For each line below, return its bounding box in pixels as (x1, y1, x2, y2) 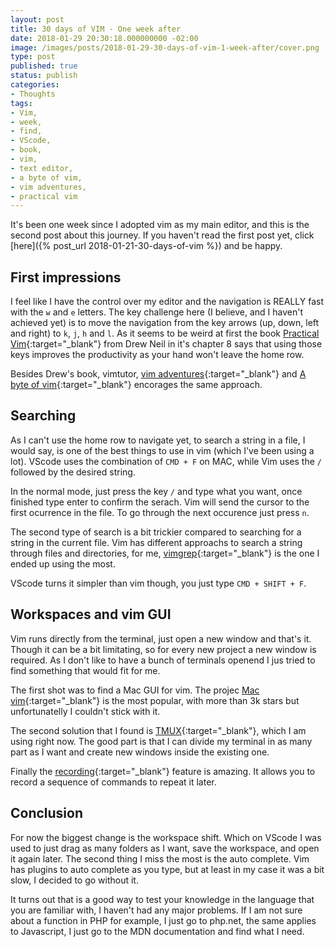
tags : (10, 98, 33, 108)
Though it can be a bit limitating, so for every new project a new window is (10, 643, 317, 655)
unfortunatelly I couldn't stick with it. (10, 705, 161, 717)
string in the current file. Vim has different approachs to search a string (10, 536, 303, 548)
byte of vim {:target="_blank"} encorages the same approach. (10, 379, 263, 391)
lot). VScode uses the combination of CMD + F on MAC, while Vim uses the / (10, 455, 322, 467)
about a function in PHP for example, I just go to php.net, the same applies (10, 914, 317, 926)
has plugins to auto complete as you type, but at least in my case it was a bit (10, 863, 325, 875)
